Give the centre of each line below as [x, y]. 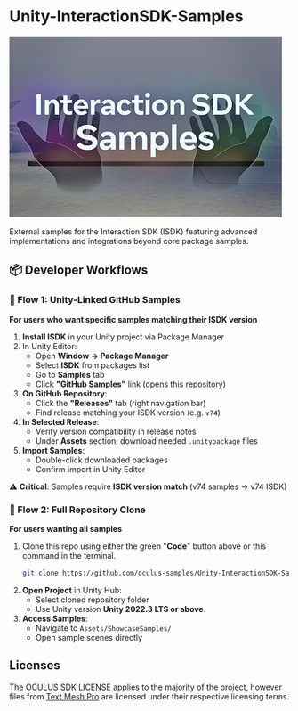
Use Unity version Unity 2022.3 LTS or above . [121, 609]
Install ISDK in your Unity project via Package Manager [123, 337]
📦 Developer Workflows [79, 270]
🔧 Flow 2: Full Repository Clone [78, 510]
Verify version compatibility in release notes [116, 431]
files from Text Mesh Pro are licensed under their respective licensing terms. [149, 696]
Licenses [35, 666]
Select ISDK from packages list [92, 365]
